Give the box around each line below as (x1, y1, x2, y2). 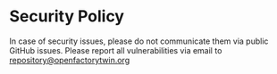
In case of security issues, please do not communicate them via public (9, 36, 269, 46)
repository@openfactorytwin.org (9, 54, 130, 65)
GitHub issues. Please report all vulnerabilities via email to (9, 45, 222, 55)
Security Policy (9, 6, 125, 27)
